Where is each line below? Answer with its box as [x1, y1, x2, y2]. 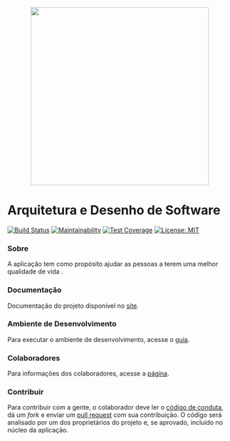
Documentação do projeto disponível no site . [7, 301, 139, 310]
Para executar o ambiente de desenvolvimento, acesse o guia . [7, 335, 190, 343]
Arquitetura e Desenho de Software [7, 202, 221, 219]
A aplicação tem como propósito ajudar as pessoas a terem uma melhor [7, 260, 219, 269]
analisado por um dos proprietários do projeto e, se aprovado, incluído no [7, 418, 223, 427]
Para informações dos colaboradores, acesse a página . [7, 369, 169, 378]
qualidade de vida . [7, 267, 63, 276]
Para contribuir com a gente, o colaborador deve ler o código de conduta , [7, 403, 224, 412]
